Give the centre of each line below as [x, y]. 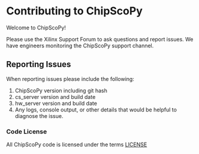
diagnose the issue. [39, 116]
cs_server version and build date [55, 96]
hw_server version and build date [56, 103]
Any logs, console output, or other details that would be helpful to [96, 110]
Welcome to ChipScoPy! [36, 28]
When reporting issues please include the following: [70, 78]
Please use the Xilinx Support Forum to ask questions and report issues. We [100, 39]
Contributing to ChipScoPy [74, 11]
